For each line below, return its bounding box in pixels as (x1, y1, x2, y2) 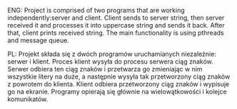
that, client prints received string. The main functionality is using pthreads (7, 28, 224, 37)
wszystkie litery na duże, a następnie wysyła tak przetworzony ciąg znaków (7, 72, 231, 81)
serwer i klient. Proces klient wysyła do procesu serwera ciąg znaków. (7, 57, 214, 66)
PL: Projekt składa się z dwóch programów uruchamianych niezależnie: (7, 50, 216, 58)
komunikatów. (7, 95, 49, 103)
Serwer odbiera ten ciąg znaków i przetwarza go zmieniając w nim (7, 65, 203, 73)
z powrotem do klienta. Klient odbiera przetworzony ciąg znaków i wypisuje (7, 80, 230, 88)
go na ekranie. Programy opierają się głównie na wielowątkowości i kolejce (7, 88, 227, 96)
